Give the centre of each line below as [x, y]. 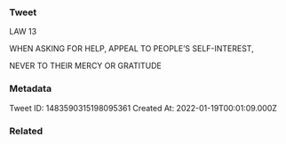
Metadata [30, 88]
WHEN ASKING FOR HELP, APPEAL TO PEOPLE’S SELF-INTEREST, [132, 49]
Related [26, 131]
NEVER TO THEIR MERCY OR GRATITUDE [85, 66]
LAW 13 [23, 32]
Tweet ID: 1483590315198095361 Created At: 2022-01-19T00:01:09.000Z [143, 108]
